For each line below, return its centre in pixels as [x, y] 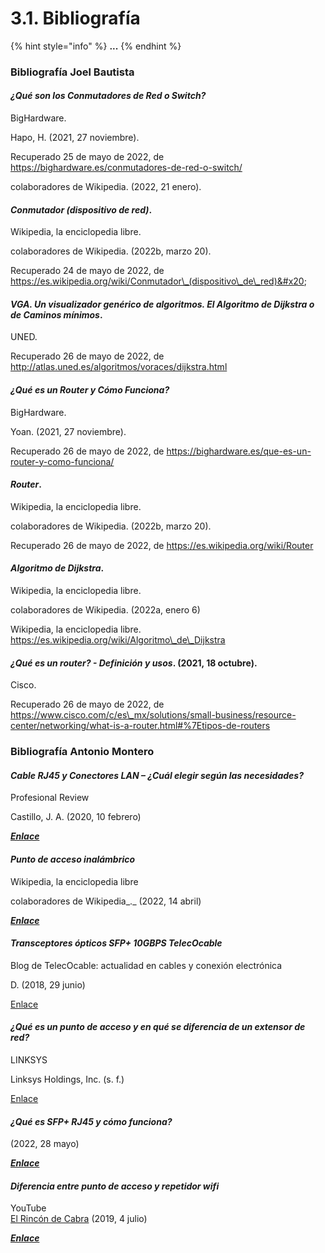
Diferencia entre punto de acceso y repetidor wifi [115, 1186]
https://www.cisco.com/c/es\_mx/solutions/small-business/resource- [153, 715]
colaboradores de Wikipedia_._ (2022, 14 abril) [106, 901]
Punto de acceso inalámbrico [73, 859]
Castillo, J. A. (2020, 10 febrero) [76, 817]
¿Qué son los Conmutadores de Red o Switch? [108, 96]
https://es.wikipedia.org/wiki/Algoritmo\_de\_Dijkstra [118, 640]
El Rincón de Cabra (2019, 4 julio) [79, 1219]
